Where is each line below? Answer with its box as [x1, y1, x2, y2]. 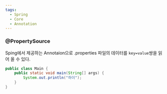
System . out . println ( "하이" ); [23, 75, 82, 80]
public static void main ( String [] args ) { [14, 70, 104, 75]
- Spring [10, 12, 28, 17]
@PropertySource [5, 38, 51, 45]
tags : [5, 7, 17, 12]
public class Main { [5, 66, 49, 71]
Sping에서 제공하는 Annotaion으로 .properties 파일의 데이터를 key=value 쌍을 [5, 49, 157, 55]
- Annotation [10, 21, 37, 26]
